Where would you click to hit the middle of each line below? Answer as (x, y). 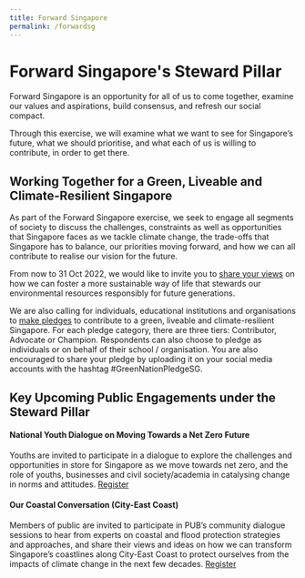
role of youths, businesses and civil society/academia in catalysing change (150, 474)
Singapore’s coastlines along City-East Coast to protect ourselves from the (149, 554)
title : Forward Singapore (58, 18)
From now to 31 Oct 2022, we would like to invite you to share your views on (152, 274)
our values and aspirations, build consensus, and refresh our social (135, 106)
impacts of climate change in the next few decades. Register (123, 564)
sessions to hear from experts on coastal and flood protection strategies (145, 535)
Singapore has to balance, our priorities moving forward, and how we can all (152, 247)
